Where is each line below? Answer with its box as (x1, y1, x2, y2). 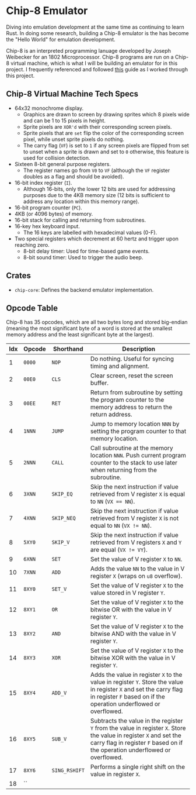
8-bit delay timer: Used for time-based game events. (23, 247, 150, 254)
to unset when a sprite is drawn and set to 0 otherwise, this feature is (23, 148, 190, 155)
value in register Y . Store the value (90, 678, 184, 686)
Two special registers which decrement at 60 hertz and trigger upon (14, 235, 179, 242)
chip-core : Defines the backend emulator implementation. (14, 286, 154, 293)
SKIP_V (51, 539, 70, 546)
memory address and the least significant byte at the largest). (6, 331, 155, 338)
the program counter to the (90, 396, 164, 404)
